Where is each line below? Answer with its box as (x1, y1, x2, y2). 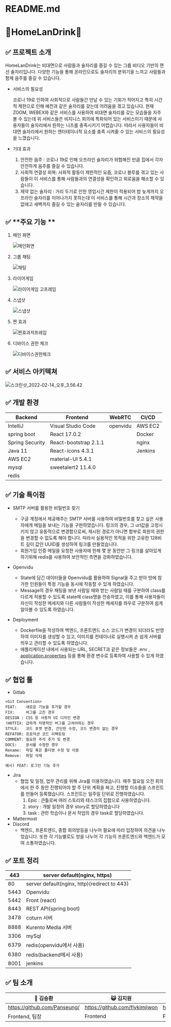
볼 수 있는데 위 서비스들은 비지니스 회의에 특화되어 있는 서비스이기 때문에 (12, 116, 157, 122)
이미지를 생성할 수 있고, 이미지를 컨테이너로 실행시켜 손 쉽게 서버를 (30, 634, 162, 640)
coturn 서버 (26, 914, 53, 922)
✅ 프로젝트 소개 (5, 48, 51, 57)
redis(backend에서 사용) (26, 951, 83, 958)
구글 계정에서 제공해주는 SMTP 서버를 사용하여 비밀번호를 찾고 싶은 (20, 516, 154, 522)
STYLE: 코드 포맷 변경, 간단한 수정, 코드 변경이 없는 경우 (5, 726, 119, 732)
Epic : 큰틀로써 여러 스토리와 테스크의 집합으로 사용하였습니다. (27, 797, 151, 803)
